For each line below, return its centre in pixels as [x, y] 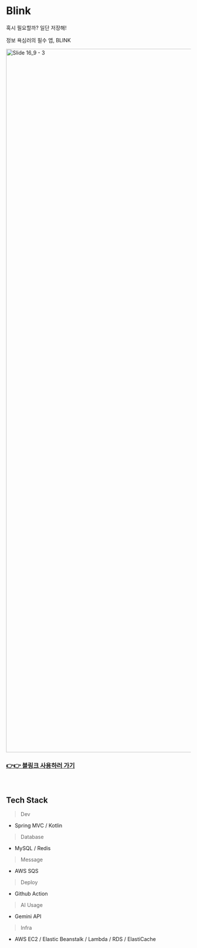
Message [31, 859]
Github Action [31, 894]
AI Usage [31, 905]
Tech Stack [27, 800]
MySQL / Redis [33, 848]
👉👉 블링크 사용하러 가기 [40, 765]
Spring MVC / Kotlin [38, 825]
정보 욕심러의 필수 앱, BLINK [39, 40]
